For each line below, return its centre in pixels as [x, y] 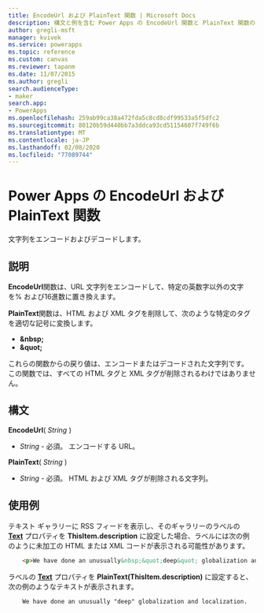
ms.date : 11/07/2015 [42, 74]
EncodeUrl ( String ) [40, 429]
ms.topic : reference [42, 52]
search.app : [27, 103]
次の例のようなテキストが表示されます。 [73, 586]
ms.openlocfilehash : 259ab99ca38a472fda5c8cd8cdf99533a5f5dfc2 [114, 118]
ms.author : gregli [38, 81]
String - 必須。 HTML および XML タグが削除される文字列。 [116, 478]
